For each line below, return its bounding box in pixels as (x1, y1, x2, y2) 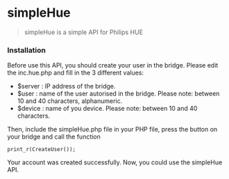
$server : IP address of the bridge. (17, 82, 116, 91)
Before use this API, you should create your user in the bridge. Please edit (7, 61, 219, 70)
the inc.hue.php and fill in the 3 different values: (7, 68, 144, 77)
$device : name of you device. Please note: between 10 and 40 (17, 104, 198, 113)
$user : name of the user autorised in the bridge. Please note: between (17, 89, 220, 98)
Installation (7, 45, 46, 55)
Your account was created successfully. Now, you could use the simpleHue (7, 158, 223, 166)
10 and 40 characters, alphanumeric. (17, 97, 123, 105)
